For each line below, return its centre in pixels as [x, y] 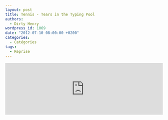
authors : [14, 19]
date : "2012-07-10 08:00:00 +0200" [42, 33]
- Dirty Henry [24, 24]
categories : [17, 38]
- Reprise [20, 51]
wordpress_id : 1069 [25, 28]
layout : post [19, 10]
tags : [11, 47]
